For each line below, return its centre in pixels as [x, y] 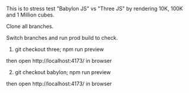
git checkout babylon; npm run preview [63, 72]
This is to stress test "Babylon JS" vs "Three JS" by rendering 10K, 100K [94, 9]
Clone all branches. [30, 26]
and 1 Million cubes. [30, 15]
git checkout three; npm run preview [59, 49]
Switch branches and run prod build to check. [62, 38]
